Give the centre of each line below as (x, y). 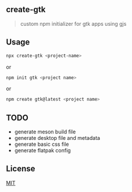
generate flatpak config (42, 150)
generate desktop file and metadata (57, 138)
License (21, 169)
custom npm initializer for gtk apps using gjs (73, 23)
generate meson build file (45, 132)
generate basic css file (42, 144)
